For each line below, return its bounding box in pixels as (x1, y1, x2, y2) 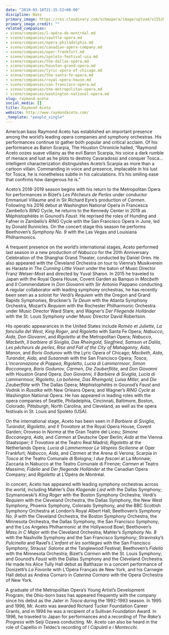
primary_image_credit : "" (6, 21, 60, 27)
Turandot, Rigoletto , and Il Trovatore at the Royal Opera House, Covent (6, 423, 152, 429)
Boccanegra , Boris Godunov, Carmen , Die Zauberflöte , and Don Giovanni (6, 365, 157, 371)
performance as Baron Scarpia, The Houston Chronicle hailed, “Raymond (6, 144, 157, 151)
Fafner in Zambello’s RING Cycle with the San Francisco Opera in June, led (6, 218, 160, 224)
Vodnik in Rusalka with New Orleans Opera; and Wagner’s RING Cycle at (6, 387, 155, 393)
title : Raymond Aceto (6, 105, 51, 110)
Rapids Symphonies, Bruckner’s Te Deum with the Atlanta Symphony (6, 297, 147, 303)
